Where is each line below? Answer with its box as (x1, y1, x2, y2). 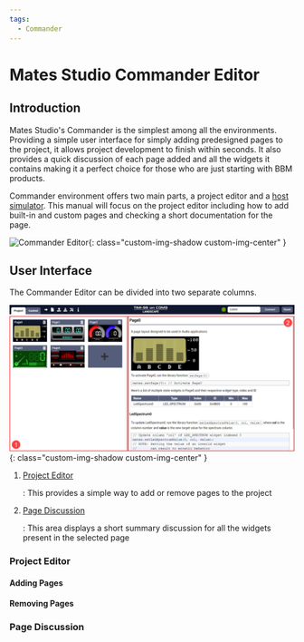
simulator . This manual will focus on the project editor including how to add (9, 199, 290, 210)
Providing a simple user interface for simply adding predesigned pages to (9, 134, 283, 145)
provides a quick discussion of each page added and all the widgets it (9, 153, 271, 164)
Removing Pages (9, 598, 74, 609)
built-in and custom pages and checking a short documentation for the (9, 209, 273, 220)
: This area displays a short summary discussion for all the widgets (22, 522, 271, 534)
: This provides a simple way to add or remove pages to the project (22, 488, 272, 499)
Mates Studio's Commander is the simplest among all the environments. (9, 124, 278, 135)
